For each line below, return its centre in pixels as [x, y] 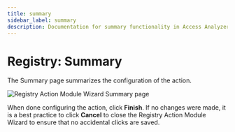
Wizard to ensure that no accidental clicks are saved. [84, 122]
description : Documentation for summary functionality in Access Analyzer [119, 27]
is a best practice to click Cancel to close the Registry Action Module [107, 115]
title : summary [29, 14]
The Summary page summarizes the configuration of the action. [100, 80]
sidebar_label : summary [42, 20]
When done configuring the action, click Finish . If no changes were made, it [116, 108]
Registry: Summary [65, 61]
